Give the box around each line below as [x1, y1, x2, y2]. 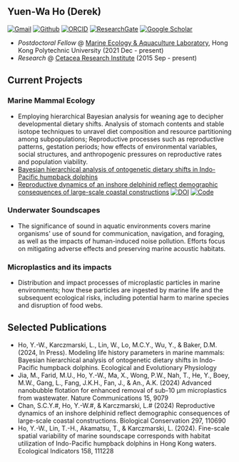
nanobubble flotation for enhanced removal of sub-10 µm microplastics [17, 386, 227, 394]
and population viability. [17, 157, 88, 166]
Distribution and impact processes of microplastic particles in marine [17, 278, 220, 287]
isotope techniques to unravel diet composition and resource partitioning [17, 127, 232, 135]
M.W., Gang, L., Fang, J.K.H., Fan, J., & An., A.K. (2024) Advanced [17, 378, 212, 387]
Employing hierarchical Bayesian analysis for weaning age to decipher [17, 112, 224, 120]
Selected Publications [7, 322, 107, 334]
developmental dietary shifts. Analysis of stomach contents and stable [17, 119, 225, 128]
